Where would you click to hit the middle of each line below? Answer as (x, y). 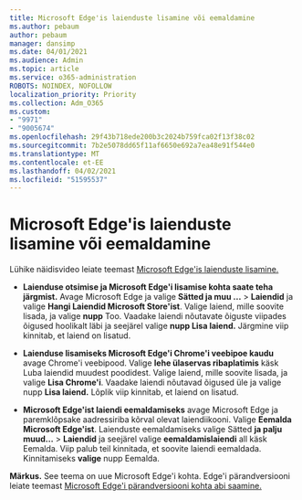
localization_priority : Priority (73, 94)
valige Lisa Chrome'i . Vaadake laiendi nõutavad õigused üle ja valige (152, 383)
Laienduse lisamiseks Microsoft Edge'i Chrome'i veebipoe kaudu (148, 354)
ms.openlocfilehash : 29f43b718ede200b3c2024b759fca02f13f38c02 (132, 137)
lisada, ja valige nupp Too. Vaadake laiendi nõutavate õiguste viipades (155, 316)
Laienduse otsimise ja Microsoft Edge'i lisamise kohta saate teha (148, 287)
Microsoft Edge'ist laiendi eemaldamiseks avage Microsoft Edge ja (150, 410)
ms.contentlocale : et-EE (57, 162)
